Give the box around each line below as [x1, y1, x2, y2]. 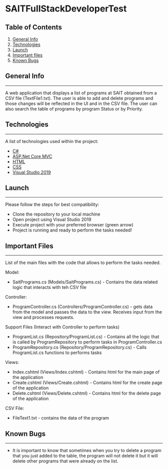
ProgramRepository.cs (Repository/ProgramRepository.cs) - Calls [12, 344, 146, 350]
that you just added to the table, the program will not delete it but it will [12, 453, 158, 459]
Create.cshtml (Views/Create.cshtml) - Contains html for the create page [12, 379, 162, 385]
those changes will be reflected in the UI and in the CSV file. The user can [5, 100, 157, 106]
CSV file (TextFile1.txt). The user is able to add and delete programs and [5, 95, 153, 101]
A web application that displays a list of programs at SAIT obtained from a [5, 89, 157, 95]
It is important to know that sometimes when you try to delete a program [12, 447, 161, 453]
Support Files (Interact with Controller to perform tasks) [5, 324, 120, 330]
